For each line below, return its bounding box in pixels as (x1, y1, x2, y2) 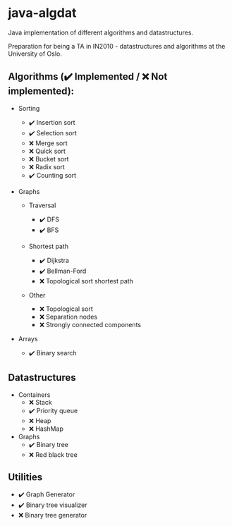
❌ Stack (28, 398, 52, 406)
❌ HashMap (28, 424, 64, 433)
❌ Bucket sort (28, 154, 69, 163)
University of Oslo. (8, 49, 62, 58)
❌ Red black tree (28, 450, 78, 459)
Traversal (28, 201, 56, 209)
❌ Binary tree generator (18, 511, 87, 520)
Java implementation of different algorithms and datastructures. (8, 28, 193, 37)
